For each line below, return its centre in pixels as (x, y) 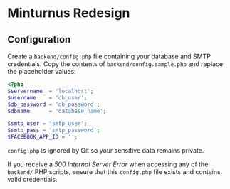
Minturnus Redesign (69, 13)
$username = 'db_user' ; (47, 97)
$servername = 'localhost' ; (51, 91)
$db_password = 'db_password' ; (54, 104)
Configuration (39, 39)
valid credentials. (32, 179)
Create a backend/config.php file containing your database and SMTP (109, 56)
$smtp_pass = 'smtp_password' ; (54, 130)
